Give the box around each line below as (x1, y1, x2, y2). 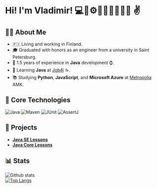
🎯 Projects (5, 123, 38, 132)
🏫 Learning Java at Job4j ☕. (12, 67, 70, 73)
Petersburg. (12, 54, 37, 60)
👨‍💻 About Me (5, 28, 47, 36)
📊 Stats (5, 157, 30, 165)
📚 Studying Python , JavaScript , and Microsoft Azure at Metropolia (12, 75, 152, 80)
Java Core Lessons (12, 141, 53, 147)
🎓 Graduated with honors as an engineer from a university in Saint (12, 47, 150, 53)
